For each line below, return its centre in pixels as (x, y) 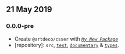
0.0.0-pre (20, 26)
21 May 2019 (29, 10)
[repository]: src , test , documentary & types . (67, 45)
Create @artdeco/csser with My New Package (66, 39)
